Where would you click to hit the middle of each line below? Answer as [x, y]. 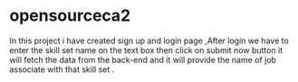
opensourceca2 [70, 16]
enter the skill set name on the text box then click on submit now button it [146, 50]
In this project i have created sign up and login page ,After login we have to [149, 41]
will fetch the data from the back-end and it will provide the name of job [143, 59]
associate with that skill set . [62, 69]
